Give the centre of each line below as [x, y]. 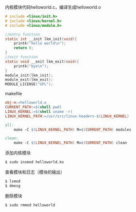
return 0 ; [24, 48]
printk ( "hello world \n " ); [40, 43]
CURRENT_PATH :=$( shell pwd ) [34, 107]
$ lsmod [13, 181]
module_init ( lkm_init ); [29, 75]
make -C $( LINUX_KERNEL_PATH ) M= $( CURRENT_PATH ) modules [73, 129]
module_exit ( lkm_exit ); [29, 80]
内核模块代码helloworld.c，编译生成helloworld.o [53, 7]
